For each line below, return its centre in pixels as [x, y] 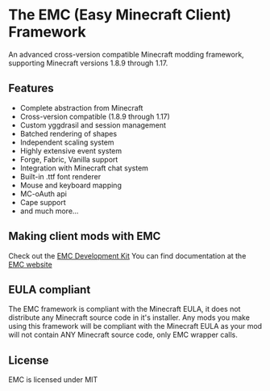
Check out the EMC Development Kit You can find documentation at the [127, 255]
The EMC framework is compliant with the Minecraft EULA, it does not [125, 309]
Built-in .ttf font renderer [60, 176]
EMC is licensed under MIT [53, 380]
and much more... [49, 211]
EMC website [30, 264]
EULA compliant [50, 290]
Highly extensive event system [71, 150]
